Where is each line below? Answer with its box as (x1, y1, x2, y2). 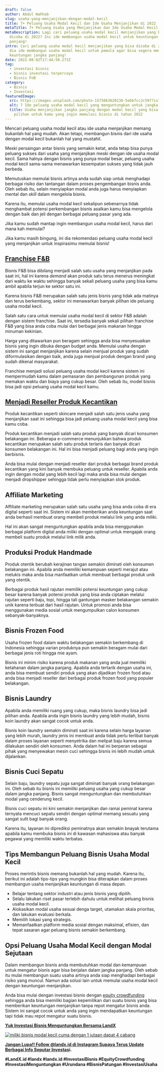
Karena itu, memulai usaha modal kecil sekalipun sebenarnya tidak (5, 200, 139, 206)
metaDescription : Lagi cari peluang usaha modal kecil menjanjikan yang (5, 30, 156, 35)
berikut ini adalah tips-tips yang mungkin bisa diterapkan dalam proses (5, 876, 148, 882)
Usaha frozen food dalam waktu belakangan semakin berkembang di (5, 640, 143, 645)
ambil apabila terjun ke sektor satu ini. (5, 283, 82, 289)
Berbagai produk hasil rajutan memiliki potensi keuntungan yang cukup (5, 586, 148, 592)
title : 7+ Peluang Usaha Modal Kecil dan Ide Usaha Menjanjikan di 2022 (5, 21, 156, 26)
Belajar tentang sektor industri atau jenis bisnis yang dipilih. (12, 891, 132, 897)
